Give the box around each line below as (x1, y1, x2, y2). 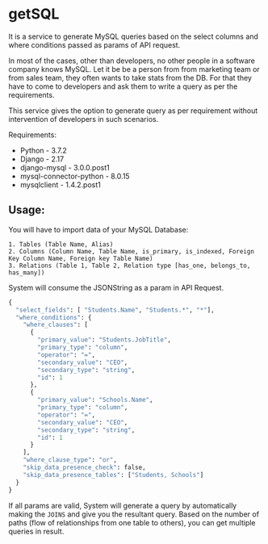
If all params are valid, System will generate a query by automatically (8, 500, 237, 510)
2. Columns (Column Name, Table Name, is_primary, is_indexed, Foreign (8, 247, 254, 255)
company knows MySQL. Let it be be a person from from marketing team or (8, 64, 260, 73)
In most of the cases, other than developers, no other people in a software (8, 56, 256, 65)
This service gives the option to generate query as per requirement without (8, 106, 258, 115)
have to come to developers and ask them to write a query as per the (8, 82, 238, 91)
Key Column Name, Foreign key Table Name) (8, 254, 153, 262)
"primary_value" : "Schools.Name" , (37, 396, 153, 404)
